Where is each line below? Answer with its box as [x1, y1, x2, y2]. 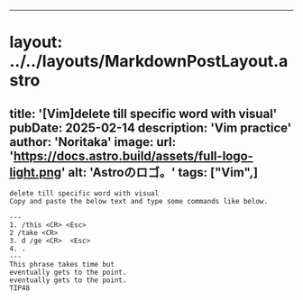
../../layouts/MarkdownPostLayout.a [9, 51, 289, 72]
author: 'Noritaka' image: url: [9, 134, 177, 150]
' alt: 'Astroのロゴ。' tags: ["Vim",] [61, 164, 259, 180]
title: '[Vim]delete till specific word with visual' [9, 105, 278, 122]
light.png [9, 164, 62, 180]
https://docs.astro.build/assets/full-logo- [13, 148, 254, 163]
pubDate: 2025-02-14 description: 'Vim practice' [9, 120, 292, 135]
